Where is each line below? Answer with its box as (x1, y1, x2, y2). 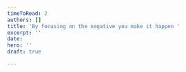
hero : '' (7, 42, 32, 49)
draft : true (7, 49, 41, 56)
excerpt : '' (7, 29, 41, 36)
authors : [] (7, 16, 41, 23)
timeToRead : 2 (7, 10, 48, 17)
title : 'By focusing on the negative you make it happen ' (7, 23, 180, 29)
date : (7, 36, 23, 43)
